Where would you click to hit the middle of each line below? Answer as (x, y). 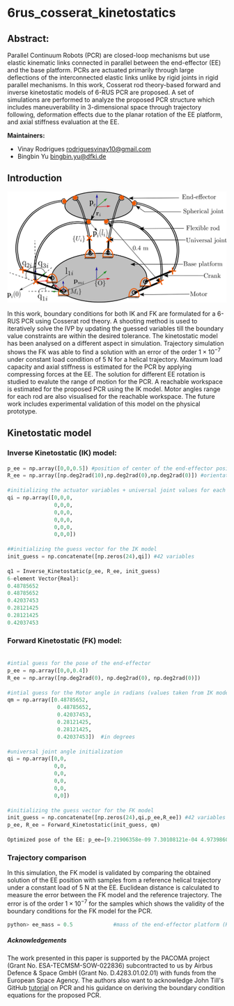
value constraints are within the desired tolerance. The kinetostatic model (112, 336)
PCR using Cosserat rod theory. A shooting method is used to (109, 321)
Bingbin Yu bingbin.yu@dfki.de (62, 156)
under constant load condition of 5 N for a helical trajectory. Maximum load (115, 359)
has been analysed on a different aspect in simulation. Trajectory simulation (116, 344)
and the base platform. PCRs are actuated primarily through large (101, 70)
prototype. (22, 411)
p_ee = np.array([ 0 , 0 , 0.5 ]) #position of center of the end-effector (110, 468)
